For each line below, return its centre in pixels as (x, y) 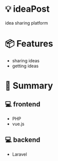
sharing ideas (26, 60)
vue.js (18, 124)
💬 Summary (29, 86)
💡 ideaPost (27, 9)
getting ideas (25, 66)
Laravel (19, 154)
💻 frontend (23, 104)
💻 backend (23, 140)
